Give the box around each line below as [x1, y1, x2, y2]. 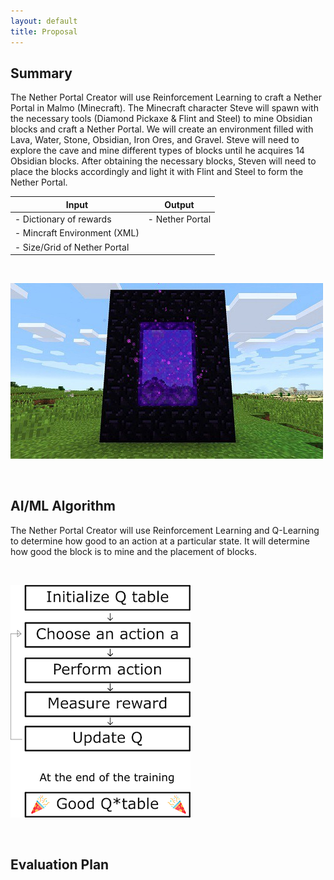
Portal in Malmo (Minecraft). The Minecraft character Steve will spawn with [10, 102, 319, 114]
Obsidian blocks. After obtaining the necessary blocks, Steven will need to [10, 155, 317, 167]
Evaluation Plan [10, 856, 110, 874]
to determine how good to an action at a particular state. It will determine [10, 535, 310, 547]
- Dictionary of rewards [14, 213, 112, 225]
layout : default [10, 16, 78, 26]
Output [164, 198, 195, 210]
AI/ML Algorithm [10, 498, 116, 515]
